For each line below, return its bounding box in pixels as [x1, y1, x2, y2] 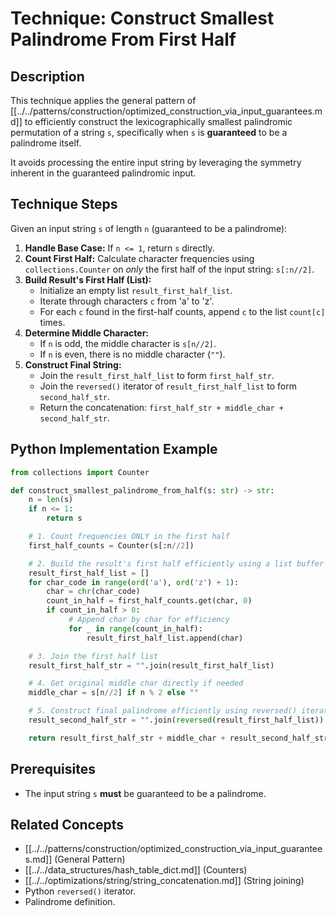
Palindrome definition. [24, 896, 116, 908]
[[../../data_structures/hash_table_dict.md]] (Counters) [24, 864, 248, 876]
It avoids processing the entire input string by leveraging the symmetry [10, 157, 302, 168]
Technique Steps [10, 196, 118, 213]
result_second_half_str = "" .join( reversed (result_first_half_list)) [28, 715, 325, 725]
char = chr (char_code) [46, 587, 141, 597]
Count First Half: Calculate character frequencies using [24, 252, 255, 264]
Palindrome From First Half [10, 28, 237, 51]
